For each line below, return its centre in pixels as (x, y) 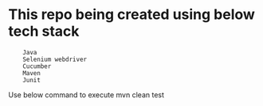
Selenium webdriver (55, 59)
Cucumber (37, 66)
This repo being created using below (131, 15)
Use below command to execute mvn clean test (86, 95)
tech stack (44, 31)
